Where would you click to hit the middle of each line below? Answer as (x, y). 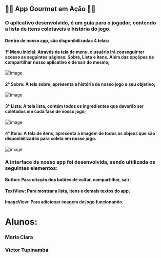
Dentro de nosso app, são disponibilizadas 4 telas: (57, 40)
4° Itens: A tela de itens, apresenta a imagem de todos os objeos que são (80, 133)
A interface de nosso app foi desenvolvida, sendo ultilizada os (80, 162)
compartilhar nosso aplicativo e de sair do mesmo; (57, 62)
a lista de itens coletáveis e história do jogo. (58, 29)
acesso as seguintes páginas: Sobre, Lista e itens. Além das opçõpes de (80, 57)
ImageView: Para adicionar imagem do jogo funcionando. (64, 202)
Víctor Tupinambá (27, 250)
